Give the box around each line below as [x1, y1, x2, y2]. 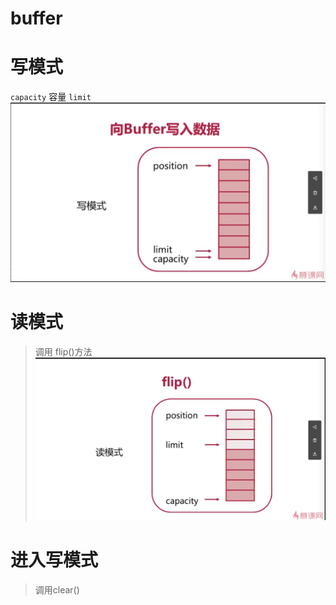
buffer [10, 7, 63, 30]
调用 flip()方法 [34, 345, 93, 357]
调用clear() [34, 584, 80, 596]
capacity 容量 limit [10, 91, 92, 103]
